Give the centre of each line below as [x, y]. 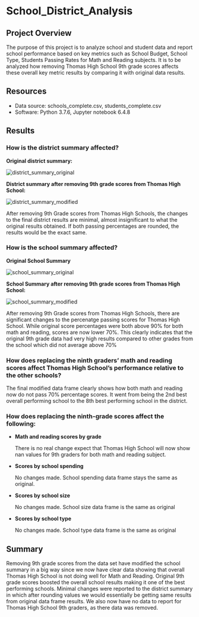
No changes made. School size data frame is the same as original [95, 507]
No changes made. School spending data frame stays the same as [96, 478]
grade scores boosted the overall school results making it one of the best [96, 582]
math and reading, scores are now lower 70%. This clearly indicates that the [99, 332]
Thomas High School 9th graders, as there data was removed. [82, 608]
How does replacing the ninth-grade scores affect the [85, 417]
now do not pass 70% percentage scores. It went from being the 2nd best [97, 395]
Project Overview [39, 33]
